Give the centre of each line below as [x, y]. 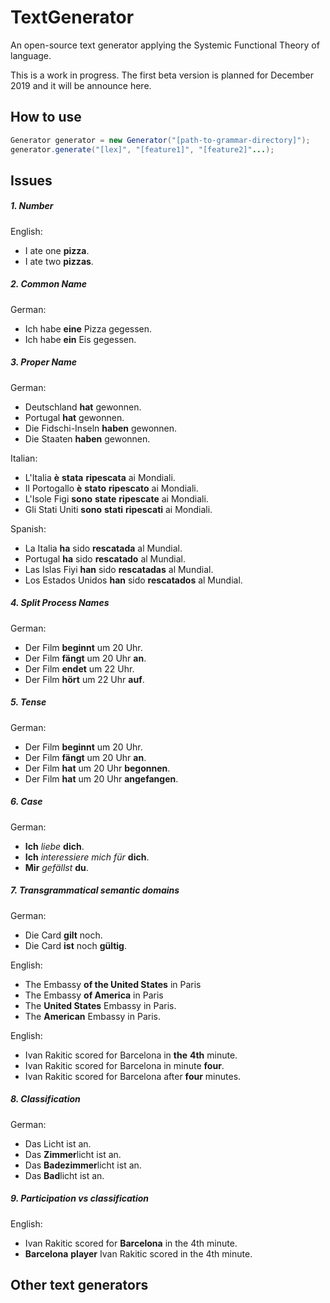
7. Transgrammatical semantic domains [95, 890]
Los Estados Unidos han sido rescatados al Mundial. [133, 580]
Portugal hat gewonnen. [74, 417]
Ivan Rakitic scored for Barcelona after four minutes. [133, 1076]
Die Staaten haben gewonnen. [87, 438]
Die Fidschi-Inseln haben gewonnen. [101, 428]
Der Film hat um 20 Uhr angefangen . [101, 778]
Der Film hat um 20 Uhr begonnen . [97, 768]
